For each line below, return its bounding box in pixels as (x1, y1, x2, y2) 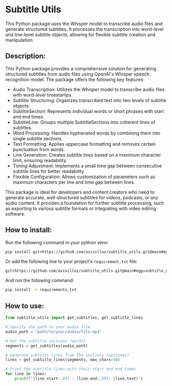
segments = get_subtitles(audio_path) (5, 343, 88, 349)
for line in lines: (5, 371, 47, 377)
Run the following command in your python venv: (5, 239, 109, 245)
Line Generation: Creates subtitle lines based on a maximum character (12, 151, 161, 158)
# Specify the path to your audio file (5, 324, 91, 330)
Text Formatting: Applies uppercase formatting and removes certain (12, 141, 156, 147)
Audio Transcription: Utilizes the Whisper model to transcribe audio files (12, 86, 165, 92)
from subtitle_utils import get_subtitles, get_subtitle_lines (5, 315, 143, 320)
